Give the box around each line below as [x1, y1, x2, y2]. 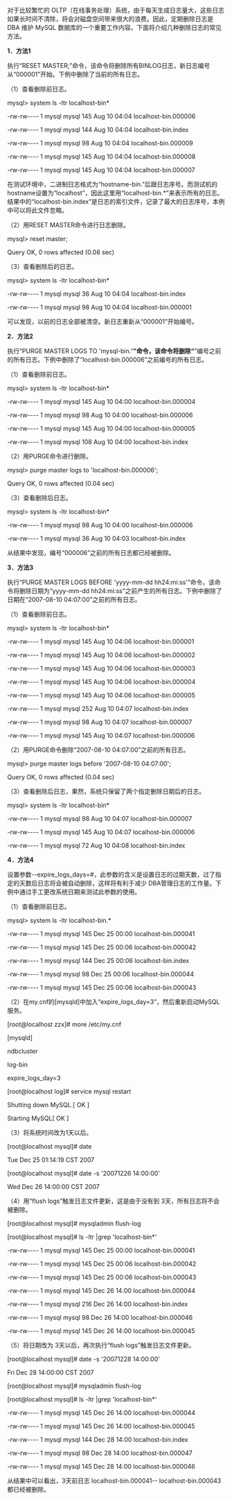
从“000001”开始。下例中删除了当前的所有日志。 [7, 70, 144, 78]
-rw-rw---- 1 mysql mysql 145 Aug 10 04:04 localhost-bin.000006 [7, 112, 196, 120]
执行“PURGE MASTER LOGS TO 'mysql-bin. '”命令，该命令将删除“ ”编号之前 [7, 347, 222, 355]
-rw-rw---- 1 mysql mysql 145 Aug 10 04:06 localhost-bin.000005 [7, 691, 195, 699]
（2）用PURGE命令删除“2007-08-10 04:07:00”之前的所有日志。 [7, 745, 190, 754]
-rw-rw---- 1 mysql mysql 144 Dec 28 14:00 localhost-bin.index [7, 1436, 188, 1443]
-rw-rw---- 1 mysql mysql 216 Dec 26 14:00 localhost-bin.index [7, 1300, 188, 1308]
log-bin [7, 1061, 28, 1068]
